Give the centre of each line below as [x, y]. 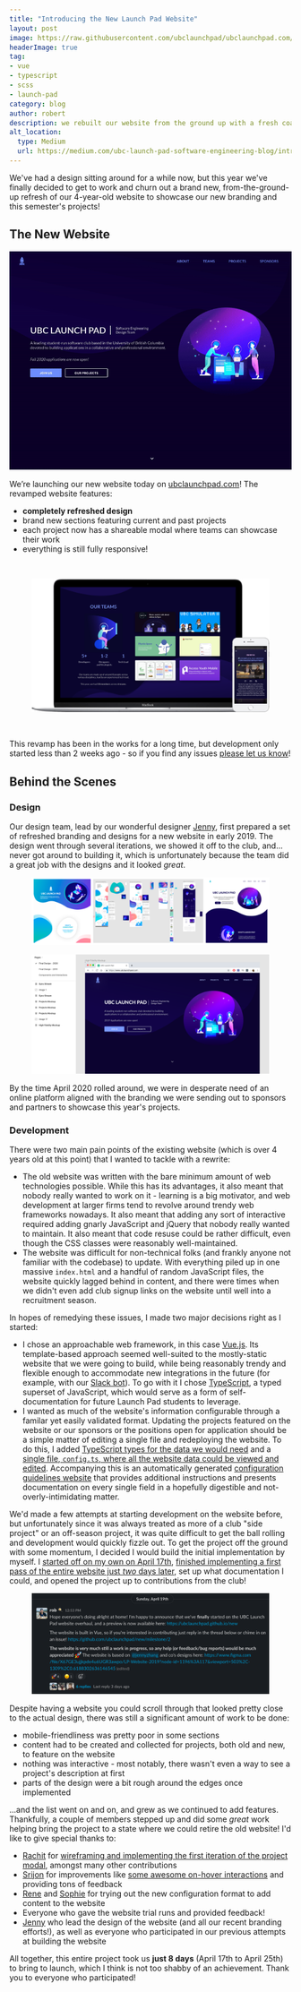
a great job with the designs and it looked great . [98, 865]
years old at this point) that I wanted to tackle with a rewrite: [120, 1159]
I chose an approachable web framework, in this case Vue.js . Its [140, 1344]
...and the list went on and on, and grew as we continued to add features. [144, 1809]
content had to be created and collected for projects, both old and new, [154, 1744]
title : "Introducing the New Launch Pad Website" [104, 19]
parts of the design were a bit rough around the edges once [133, 1782]
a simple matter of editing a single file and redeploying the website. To [152, 1440]
